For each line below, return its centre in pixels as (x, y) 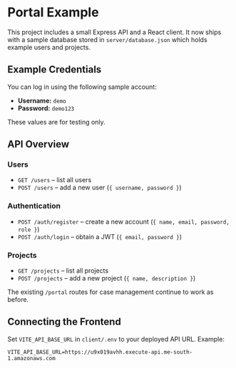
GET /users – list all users (55, 180)
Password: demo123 (46, 108)
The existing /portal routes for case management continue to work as (111, 292)
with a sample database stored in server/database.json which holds (108, 39)
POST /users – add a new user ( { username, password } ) (99, 188)
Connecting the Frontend (64, 322)
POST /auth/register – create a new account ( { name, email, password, (124, 221)
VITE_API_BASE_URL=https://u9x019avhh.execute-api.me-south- (100, 352)
